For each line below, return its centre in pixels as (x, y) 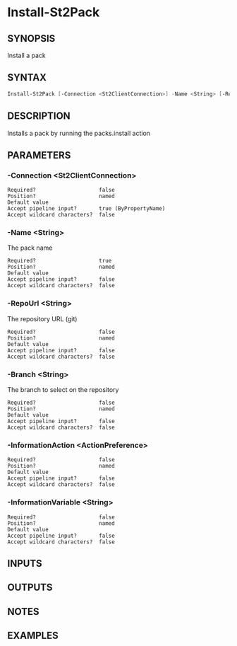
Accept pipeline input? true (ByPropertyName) (86, 209)
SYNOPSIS (31, 39)
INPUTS (25, 564)
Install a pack (26, 55)
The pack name (30, 248)
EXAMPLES (33, 636)
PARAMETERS (39, 155)
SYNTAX (27, 77)
